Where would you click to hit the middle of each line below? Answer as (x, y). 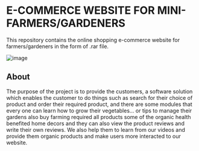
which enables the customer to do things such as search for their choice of (99, 97)
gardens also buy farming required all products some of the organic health (99, 117)
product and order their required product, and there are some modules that (99, 104)
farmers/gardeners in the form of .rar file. (58, 46)
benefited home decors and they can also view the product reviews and (96, 123)
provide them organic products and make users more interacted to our (93, 136)
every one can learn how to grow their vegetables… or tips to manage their (99, 110)
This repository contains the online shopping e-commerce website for (93, 40)
